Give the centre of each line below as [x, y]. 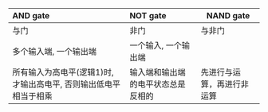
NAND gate [228, 15]
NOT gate [148, 15]
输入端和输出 [154, 72]
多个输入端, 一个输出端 [55, 51]
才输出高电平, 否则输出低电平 [67, 84]
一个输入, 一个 [156, 45]
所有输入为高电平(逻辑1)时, [63, 72]
